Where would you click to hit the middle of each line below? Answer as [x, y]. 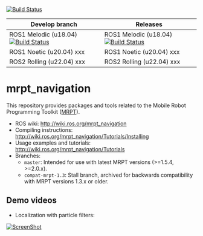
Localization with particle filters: [55, 215]
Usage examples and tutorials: [53, 143]
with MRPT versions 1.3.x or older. [66, 181]
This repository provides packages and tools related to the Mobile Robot [96, 105]
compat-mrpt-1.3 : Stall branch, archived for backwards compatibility [108, 175]
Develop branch [54, 24]
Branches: [28, 156]
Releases [149, 24]
